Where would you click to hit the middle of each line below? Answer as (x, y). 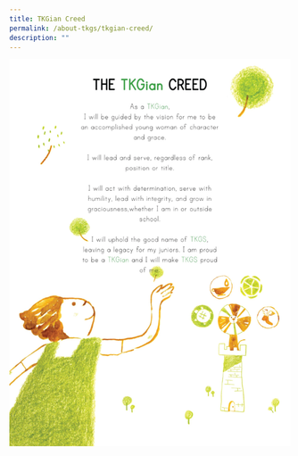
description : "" (39, 37)
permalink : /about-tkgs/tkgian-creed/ (81, 28)
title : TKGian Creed (48, 19)
